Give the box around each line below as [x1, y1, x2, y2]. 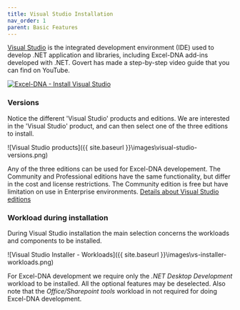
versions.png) [7, 151, 49, 159]
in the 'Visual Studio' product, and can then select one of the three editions [7, 121, 229, 130]
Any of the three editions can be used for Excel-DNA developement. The [7, 164, 221, 173]
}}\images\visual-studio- [125, 143, 198, 151]
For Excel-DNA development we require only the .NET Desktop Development [7, 271, 233, 280]
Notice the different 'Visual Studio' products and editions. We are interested [7, 114, 230, 122]
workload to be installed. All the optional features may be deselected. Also [7, 279, 226, 288]
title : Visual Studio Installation [7, 10, 114, 18]
